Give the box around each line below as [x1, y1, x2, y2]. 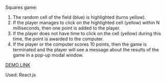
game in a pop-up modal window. [12, 52, 84, 58]
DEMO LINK [5, 62, 31, 68]
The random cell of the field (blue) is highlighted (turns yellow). [12, 14, 146, 20]
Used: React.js [5, 72, 36, 78]
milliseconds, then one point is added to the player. [12, 25, 120, 31]
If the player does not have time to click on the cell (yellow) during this [12, 31, 161, 36]
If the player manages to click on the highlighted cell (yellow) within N [12, 20, 160, 25]
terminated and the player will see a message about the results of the [12, 47, 159, 52]
